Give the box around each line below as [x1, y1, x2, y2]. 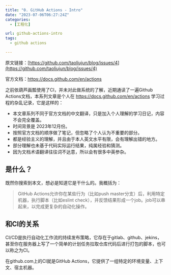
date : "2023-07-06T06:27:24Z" [5, 12, 70, 17]
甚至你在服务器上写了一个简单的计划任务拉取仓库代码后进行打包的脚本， [5, 241, 157, 247]
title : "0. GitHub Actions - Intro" [5, 7, 83, 13]
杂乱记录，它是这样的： [14, 99, 64, 105]
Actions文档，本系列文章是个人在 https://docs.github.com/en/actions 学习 [5, 93, 160, 99]
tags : [5, 36, 17, 41]
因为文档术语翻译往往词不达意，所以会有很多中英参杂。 [12, 149, 129, 155]
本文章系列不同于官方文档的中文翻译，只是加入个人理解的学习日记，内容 [12, 110, 164, 117]
